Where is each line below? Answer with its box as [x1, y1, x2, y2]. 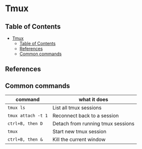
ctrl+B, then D [7, 121, 43, 127]
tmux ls [7, 105, 25, 110]
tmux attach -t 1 [7, 113, 48, 119]
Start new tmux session [52, 128, 107, 135]
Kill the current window [52, 136, 106, 143]
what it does [78, 96, 109, 103]
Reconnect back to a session [52, 112, 119, 119]
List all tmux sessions [52, 105, 102, 111]
